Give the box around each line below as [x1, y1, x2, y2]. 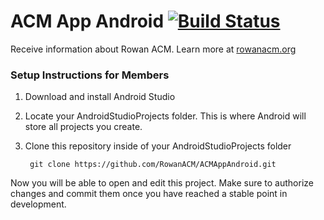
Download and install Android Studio [24, 91, 176, 103]
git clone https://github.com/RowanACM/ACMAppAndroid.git [29, 160, 277, 170]
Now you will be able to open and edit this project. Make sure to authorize [10, 177, 314, 189]
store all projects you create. [24, 121, 143, 133]
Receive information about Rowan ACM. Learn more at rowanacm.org [10, 43, 297, 55]
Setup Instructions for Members [10, 68, 170, 82]
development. [10, 198, 67, 210]
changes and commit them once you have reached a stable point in [10, 188, 288, 200]
